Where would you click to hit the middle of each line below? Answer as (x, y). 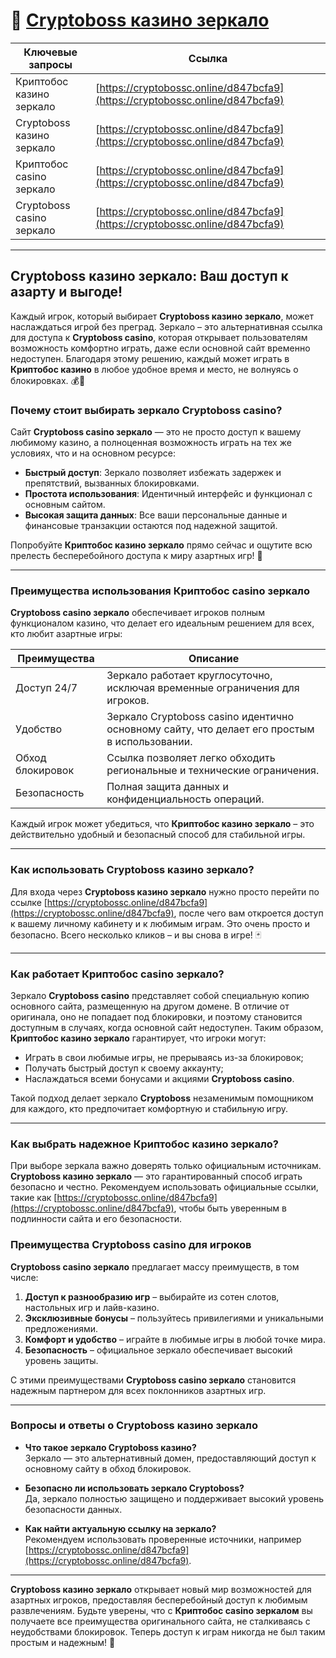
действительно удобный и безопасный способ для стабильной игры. (158, 835)
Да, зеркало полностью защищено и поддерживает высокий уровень (174, 1498)
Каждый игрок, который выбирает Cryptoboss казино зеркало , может (162, 316)
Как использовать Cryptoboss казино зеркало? (132, 870)
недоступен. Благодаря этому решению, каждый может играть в (150, 358)
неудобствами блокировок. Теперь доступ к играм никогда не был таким (168, 1631)
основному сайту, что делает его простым (210, 729)
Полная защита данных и (167, 787)
